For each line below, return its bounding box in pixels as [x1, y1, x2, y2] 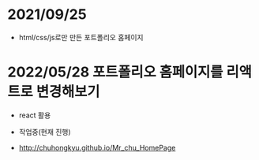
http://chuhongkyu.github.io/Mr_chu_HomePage [18, 143, 176, 152]
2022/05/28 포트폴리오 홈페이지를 [7, 63, 223, 81]
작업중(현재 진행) [18, 127, 72, 136]
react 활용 [18, 110, 51, 120]
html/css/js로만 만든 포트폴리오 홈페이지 [18, 32, 144, 42]
